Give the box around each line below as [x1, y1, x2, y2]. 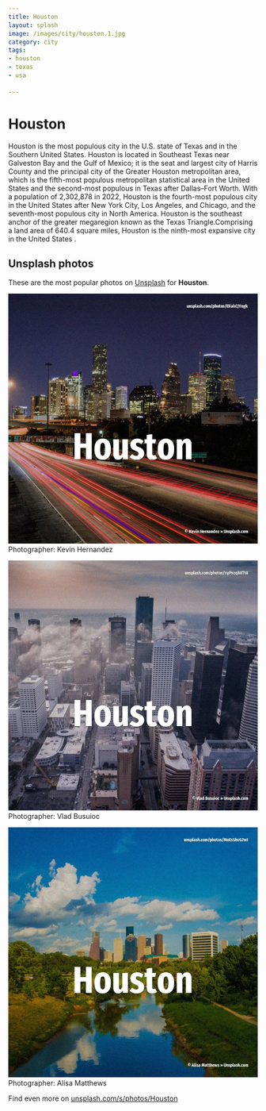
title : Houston [8, 13, 59, 21]
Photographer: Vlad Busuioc [8, 812, 101, 821]
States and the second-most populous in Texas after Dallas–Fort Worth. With [8, 183, 258, 193]
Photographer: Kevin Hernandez [8, 544, 113, 555]
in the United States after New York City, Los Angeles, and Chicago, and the [8, 200, 256, 210]
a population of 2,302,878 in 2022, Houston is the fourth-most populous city [8, 191, 258, 202]
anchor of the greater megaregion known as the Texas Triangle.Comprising [8, 217, 253, 226]
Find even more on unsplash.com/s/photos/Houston [8, 1094, 178, 1103]
